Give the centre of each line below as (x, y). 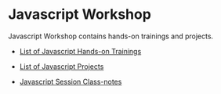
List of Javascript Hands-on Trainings (80, 51)
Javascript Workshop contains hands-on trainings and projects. (111, 36)
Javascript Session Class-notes (71, 81)
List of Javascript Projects (62, 66)
